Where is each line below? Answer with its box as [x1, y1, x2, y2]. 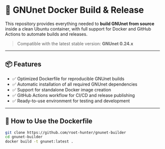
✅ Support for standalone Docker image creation [12, 87, 111, 92]
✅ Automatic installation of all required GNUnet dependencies [12, 81, 137, 87]
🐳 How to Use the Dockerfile [5, 117, 93, 125]
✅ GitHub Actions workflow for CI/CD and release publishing [12, 92, 135, 98]
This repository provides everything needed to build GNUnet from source [5, 21, 155, 27]
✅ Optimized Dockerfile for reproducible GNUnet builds [12, 76, 125, 82]
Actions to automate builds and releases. [5, 31, 87, 37]
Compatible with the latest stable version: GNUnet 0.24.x [17, 40, 134, 46]
